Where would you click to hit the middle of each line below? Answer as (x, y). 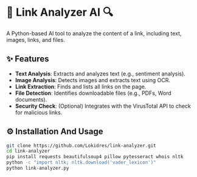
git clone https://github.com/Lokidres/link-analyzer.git (81, 145)
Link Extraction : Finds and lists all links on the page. (81, 86)
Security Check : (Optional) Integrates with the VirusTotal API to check (103, 106)
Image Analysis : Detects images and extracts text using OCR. (92, 80)
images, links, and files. (36, 40)
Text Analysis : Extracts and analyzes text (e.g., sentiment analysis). (100, 74)
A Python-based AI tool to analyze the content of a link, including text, (94, 33)
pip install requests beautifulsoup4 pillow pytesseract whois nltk (95, 157)
